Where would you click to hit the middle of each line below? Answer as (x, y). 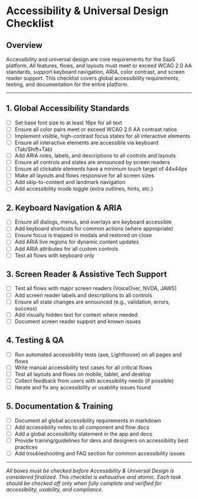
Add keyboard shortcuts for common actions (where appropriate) (94, 229)
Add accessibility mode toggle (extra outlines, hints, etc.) (84, 189)
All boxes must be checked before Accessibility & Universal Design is (90, 471)
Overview (24, 45)
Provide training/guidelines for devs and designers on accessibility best (101, 440)
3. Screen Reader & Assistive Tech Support (87, 275)
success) (26, 308)
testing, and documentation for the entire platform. (67, 84)
